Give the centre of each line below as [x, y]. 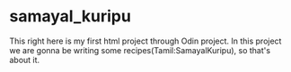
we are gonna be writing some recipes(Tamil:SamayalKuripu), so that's [140, 50]
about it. [25, 60]
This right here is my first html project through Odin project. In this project [145, 41]
